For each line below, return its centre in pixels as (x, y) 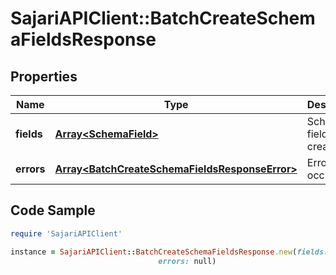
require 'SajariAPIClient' (66, 233)
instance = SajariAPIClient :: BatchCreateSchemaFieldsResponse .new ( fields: (169, 252)
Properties (44, 76)
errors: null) (187, 261)
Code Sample (53, 210)
